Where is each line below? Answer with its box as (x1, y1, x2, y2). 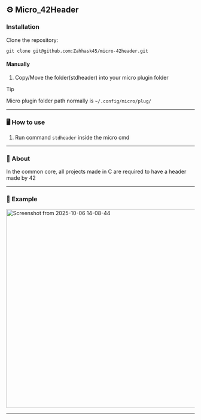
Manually (6, 61, 30, 68)
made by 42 (6, 174, 36, 182)
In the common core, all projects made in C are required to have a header (6, 168, 187, 176)
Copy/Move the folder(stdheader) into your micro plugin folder (14, 74, 169, 81)
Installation (6, 23, 40, 31)
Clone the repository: (6, 36, 59, 44)
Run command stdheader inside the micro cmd (14, 134, 130, 141)
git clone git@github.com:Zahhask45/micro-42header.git (6, 48, 148, 54)
